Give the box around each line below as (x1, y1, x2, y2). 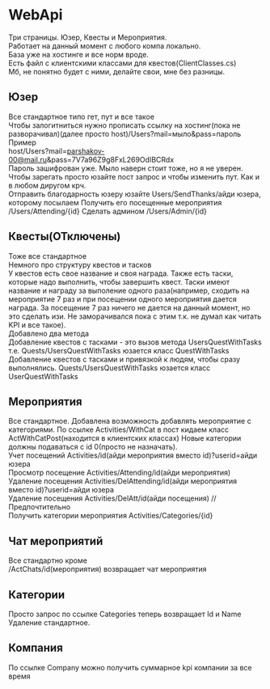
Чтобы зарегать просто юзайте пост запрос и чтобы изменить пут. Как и (8, 171, 260, 181)
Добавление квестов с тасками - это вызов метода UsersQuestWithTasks (8, 337, 263, 347)
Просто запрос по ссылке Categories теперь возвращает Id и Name (8, 609, 242, 619)
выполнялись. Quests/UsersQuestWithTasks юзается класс (8, 362, 211, 373)
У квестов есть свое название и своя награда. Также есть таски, (8, 268, 234, 278)
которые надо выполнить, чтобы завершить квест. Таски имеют (8, 277, 230, 286)
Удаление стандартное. (8, 618, 91, 628)
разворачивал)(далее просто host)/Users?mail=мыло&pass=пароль (8, 129, 242, 138)
